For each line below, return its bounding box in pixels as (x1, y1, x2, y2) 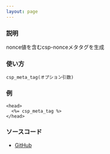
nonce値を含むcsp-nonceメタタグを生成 (6, 43, 105, 51)
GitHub (14, 142, 32, 149)
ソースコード (6, 128, 42, 136)
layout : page (6, 8, 38, 15)
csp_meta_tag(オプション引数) (6, 75, 74, 81)
